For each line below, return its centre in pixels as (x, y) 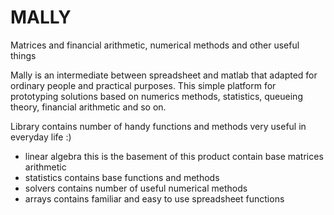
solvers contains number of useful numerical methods (136, 188)
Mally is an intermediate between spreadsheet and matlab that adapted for (164, 75)
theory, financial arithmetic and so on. (88, 107)
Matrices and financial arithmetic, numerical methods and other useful (155, 45)
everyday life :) (41, 137)
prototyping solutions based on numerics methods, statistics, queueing (156, 96)
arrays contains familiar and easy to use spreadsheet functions (154, 198)
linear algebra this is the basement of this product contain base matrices (174, 156)
